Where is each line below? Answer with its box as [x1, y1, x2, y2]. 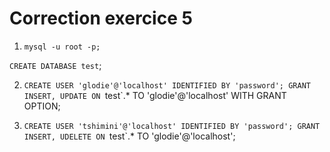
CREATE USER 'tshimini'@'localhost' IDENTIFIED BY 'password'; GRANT [23, 121, 321, 131]
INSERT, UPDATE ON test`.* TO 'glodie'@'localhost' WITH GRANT [23, 89, 287, 101]
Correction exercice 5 [9, 7, 193, 30]
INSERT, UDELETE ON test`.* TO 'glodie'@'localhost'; [23, 130, 236, 142]
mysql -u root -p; [23, 42, 101, 52]
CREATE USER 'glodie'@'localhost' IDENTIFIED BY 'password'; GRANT [23, 80, 311, 91]
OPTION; [23, 100, 61, 112]
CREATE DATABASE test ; [9, 59, 102, 71]
